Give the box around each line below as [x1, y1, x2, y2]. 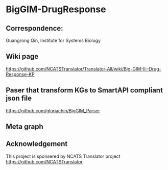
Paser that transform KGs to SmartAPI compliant [6, 86, 163, 95]
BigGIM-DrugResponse [6, 4, 106, 15]
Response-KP [6, 71, 35, 77]
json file [6, 94, 32, 103]
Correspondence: [6, 24, 63, 33]
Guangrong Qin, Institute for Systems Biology [6, 37, 101, 43]
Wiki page [6, 52, 39, 61]
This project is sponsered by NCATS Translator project [6, 153, 121, 159]
